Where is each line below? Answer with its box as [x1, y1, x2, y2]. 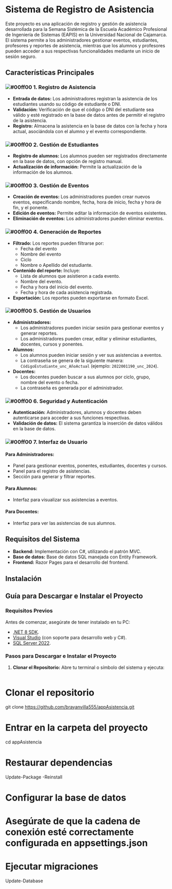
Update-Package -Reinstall [5, 774, 63, 780]
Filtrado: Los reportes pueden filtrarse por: [12, 240, 104, 246]
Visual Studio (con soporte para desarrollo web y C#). [12, 634, 127, 641]
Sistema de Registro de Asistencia [5, 4, 155, 15]
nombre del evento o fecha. [20, 379, 79, 385]
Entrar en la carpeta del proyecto [5, 721, 148, 733]
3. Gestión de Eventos [33, 182, 89, 189]
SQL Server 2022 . [12, 640, 51, 646]
